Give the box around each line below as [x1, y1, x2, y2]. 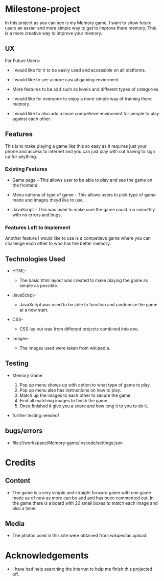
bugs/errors [5, 427, 43, 435]
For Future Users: [5, 58, 41, 64]
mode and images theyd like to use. [12, 197, 84, 203]
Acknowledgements [5, 550, 89, 561]
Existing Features [5, 166, 47, 173]
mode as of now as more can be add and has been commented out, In [12, 495, 154, 501]
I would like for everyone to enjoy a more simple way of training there [12, 96, 152, 101]
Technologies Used [5, 255, 65, 263]
